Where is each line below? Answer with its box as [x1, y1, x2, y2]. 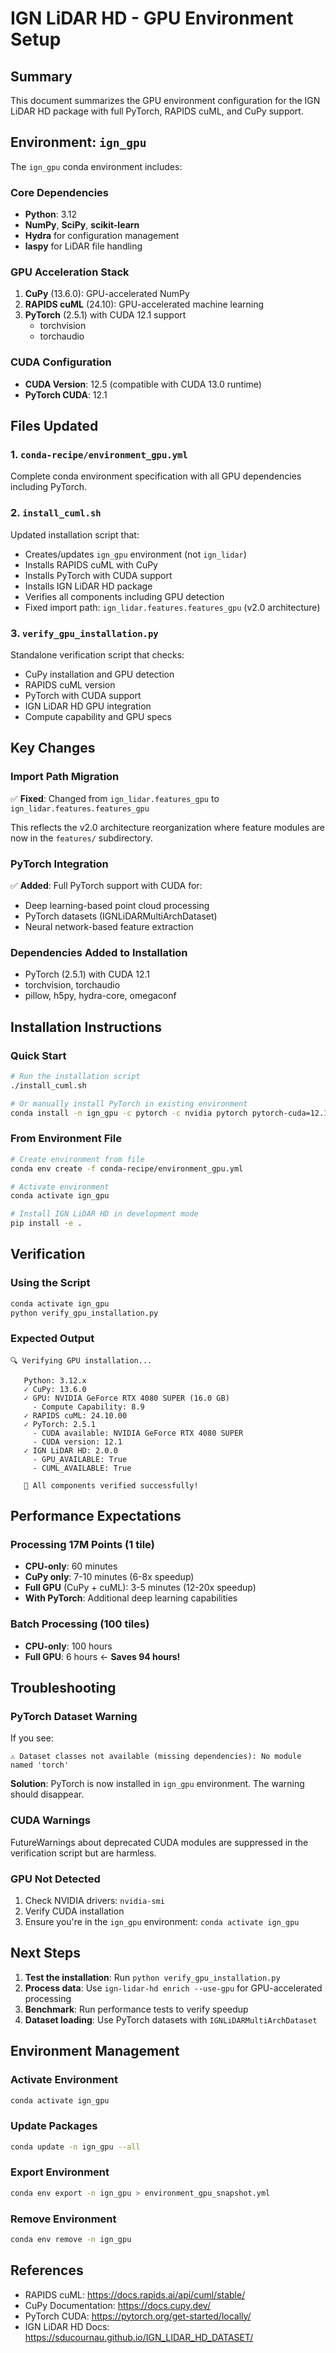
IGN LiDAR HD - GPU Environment [10, 7, 294, 30]
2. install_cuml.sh [10, 506, 102, 520]
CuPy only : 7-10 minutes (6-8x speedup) [24, 1571, 195, 1583]
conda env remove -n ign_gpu [10, 2235, 132, 2245]
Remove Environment [10, 2212, 117, 2226]
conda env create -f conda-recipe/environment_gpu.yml [10, 1163, 244, 1174]
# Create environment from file [10, 1154, 145, 1164]
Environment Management [10, 2043, 180, 2060]
